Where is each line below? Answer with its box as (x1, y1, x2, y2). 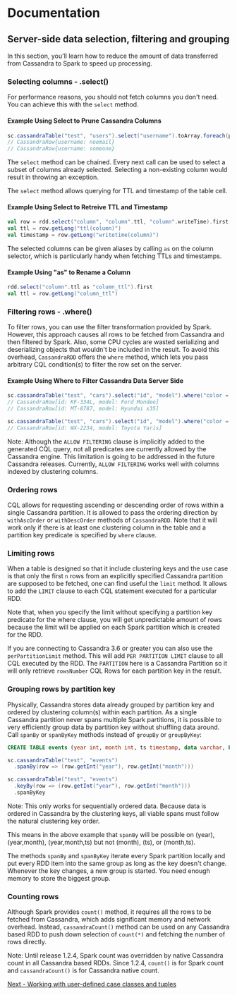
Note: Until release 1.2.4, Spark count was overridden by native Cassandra (7, 951, 224, 960)
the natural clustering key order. (7, 817, 100, 825)
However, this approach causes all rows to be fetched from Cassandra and (7, 330, 224, 339)
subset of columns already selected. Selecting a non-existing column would (7, 166, 228, 174)
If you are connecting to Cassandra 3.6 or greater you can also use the (7, 644, 213, 653)
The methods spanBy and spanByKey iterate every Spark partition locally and (7, 851, 226, 860)
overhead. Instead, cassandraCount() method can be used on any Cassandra (7, 922, 230, 932)
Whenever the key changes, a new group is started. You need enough (7, 866, 210, 875)
